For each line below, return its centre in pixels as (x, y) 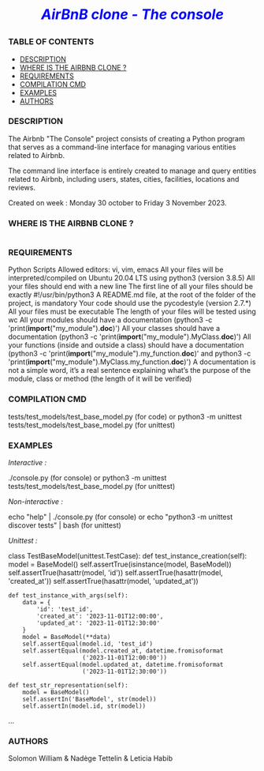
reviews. (22, 187)
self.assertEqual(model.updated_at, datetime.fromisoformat (123, 665)
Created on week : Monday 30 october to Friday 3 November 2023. (117, 202)
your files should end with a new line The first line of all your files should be (131, 287)
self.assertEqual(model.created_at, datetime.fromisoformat (123, 651)
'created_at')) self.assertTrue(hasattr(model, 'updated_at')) (103, 581)
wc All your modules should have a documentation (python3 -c (110, 320)
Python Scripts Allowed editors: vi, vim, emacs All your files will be (116, 269)
